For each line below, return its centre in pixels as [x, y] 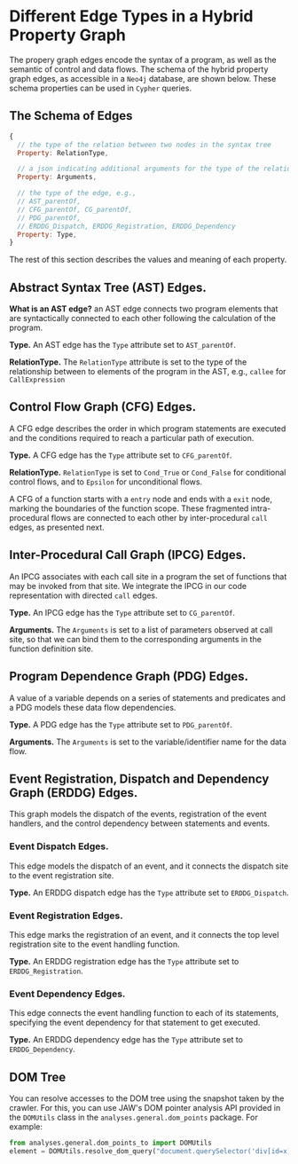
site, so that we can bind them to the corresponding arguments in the [135, 639]
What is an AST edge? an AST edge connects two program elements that [144, 309]
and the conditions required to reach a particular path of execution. [132, 437]
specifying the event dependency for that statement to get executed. [135, 1023]
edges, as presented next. [57, 527]
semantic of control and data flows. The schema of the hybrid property [139, 69]
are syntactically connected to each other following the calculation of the [143, 319]
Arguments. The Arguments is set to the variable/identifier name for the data [148, 742]
